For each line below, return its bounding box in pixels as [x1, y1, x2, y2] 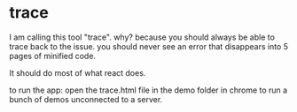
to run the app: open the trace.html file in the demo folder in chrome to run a [9, 85, 288, 95]
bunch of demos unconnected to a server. [9, 93, 163, 104]
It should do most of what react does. [9, 67, 146, 78]
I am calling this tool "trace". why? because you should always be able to [9, 32, 275, 42]
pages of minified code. [9, 50, 96, 61]
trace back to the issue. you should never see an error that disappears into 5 [9, 41, 288, 51]
